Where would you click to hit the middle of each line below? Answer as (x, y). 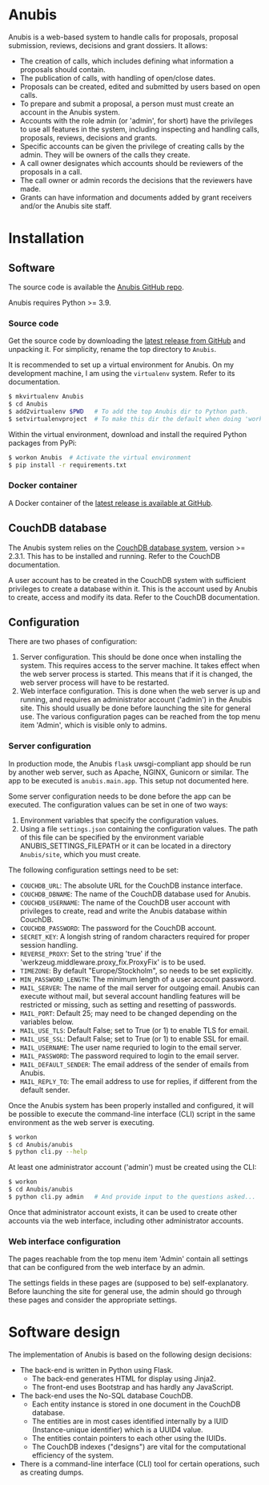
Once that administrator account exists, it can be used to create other (123, 1212)
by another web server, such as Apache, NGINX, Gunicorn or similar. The (129, 772)
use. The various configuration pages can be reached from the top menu (140, 717)
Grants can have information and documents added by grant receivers (136, 197)
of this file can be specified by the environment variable (112, 837)
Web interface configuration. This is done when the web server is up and (140, 691)
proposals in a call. (51, 172)
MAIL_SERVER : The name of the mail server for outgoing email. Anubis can (140, 987)
